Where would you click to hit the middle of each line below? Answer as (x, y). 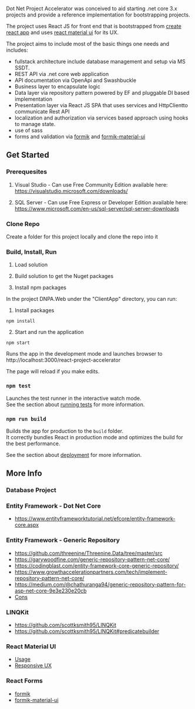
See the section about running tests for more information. (75, 404)
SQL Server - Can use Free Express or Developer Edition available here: (101, 202)
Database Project (31, 490)
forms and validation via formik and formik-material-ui (80, 137)
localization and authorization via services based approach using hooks (101, 118)
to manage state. (35, 124)
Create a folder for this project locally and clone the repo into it (82, 236)
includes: (17, 50)
